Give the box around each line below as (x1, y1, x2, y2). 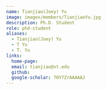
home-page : (11, 58, 38, 64)
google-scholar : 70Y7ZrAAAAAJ (11, 75, 85, 81)
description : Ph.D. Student (6, 20, 75, 25)
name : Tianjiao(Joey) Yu (6, 8, 67, 15)
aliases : (6, 31, 28, 37)
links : (6, 53, 22, 59)
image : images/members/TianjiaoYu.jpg (6, 14, 101, 20)
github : (11, 69, 31, 75)
